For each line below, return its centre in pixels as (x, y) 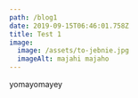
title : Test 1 (36, 34)
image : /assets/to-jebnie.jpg (73, 51)
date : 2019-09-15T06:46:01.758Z (69, 26)
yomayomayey (36, 84)
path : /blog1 (33, 17)
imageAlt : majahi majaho (63, 59)
